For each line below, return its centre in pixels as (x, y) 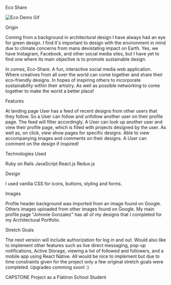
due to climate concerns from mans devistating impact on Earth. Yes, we (82, 48)
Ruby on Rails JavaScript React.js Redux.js (50, 164)
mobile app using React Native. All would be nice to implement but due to (83, 256)
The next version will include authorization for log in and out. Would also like (86, 240)
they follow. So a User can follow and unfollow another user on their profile (84, 116)
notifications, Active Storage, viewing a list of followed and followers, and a (84, 251)
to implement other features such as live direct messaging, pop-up (76, 245)
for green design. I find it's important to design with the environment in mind (86, 43)
